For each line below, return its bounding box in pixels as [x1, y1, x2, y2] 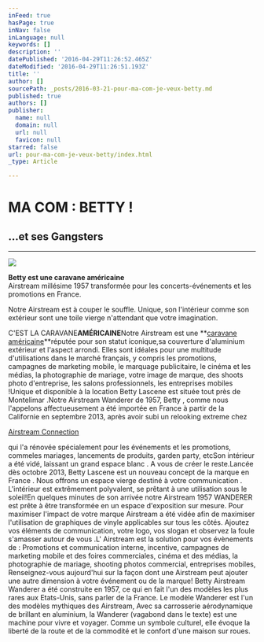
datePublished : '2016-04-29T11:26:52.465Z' [8, 56, 153, 64]
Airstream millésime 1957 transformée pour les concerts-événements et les [8, 281, 251, 291]
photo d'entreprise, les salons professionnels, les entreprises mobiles [8, 378, 233, 388]
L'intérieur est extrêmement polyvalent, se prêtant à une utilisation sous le [8, 485, 247, 494]
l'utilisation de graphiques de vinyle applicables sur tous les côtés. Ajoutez [8, 518, 250, 527]
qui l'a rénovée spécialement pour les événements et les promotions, [8, 442, 232, 452]
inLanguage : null [8, 33, 65, 42]
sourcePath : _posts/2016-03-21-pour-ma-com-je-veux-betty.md [8, 84, 213, 93]
